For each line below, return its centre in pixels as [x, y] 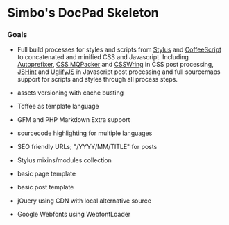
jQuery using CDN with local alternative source [84, 201]
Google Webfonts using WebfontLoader [74, 215]
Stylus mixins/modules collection [65, 160]
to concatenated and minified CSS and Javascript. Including [103, 57]
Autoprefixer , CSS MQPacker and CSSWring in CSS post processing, [115, 65]
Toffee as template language [58, 107]
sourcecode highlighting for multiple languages [85, 133]
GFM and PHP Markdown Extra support [74, 120]
